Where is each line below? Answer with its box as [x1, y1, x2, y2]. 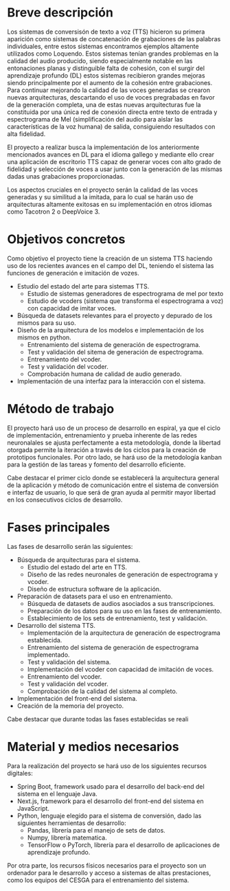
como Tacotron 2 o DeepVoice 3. [7, 207, 100, 216]
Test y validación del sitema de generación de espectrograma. [27, 348, 204, 356]
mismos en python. [16, 333, 72, 341]
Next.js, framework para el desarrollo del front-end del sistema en [16, 797, 204, 805]
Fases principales [7, 520, 111, 535]
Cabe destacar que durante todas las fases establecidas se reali [7, 714, 189, 723]
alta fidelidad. [7, 129, 46, 138]
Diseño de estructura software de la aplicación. [27, 585, 161, 593]
